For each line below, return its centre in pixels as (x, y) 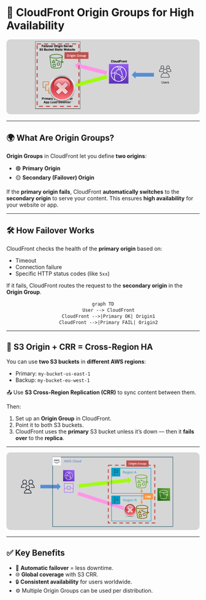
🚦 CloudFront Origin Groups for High (100, 13)
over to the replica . (40, 438)
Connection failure (39, 267)
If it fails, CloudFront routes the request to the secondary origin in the (94, 285)
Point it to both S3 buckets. (49, 425)
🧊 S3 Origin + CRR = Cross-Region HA (80, 347)
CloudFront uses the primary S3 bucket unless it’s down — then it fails (105, 432)
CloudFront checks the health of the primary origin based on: (84, 248)
